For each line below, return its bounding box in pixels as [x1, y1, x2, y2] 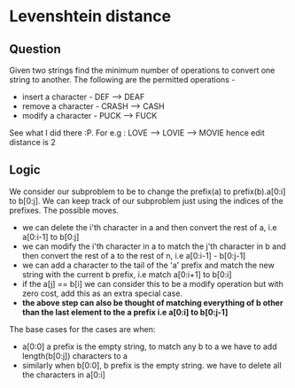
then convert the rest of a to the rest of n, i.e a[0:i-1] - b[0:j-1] [21, 250, 246, 260]
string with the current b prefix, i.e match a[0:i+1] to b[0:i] [21, 268, 232, 280]
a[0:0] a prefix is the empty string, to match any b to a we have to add [21, 341, 277, 352]
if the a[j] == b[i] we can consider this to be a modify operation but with [21, 278, 283, 289]
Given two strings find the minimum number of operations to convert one [9, 65, 276, 75]
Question [9, 42, 61, 57]
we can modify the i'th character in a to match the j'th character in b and [21, 241, 286, 252]
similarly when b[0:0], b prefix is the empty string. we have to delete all [21, 360, 282, 370]
